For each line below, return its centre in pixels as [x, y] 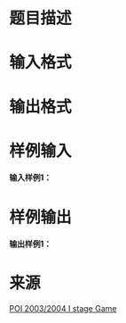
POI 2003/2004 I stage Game [63, 309]
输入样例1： [31, 178]
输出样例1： [31, 244]
